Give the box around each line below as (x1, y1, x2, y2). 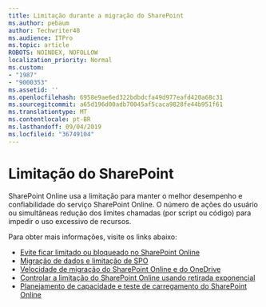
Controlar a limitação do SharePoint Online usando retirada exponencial (19, 273, 256, 282)
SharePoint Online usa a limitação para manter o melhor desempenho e (8, 191, 243, 200)
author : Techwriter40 (8, 26, 81, 34)
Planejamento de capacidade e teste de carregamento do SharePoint (19, 281, 248, 291)
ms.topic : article (8, 41, 69, 49)
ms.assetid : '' (8, 85, 59, 94)
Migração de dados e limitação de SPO (19, 256, 149, 266)
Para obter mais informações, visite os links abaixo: (8, 232, 177, 242)
